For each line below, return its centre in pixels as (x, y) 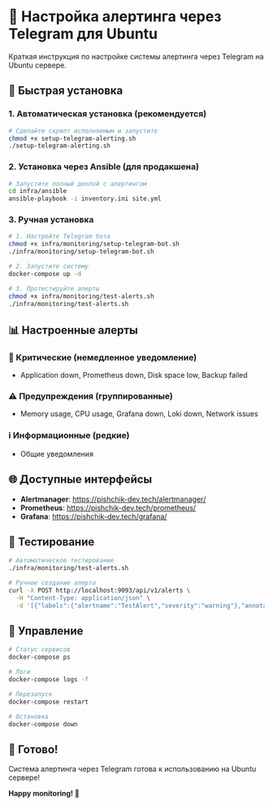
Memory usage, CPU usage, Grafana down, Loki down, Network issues (139, 414)
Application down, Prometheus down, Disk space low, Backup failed (134, 375)
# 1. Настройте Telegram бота (60, 237)
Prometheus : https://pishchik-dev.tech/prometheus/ (108, 507)
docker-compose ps (39, 657)
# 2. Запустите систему (49, 267)
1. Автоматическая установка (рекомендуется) (108, 114)
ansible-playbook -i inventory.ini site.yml (85, 199)
